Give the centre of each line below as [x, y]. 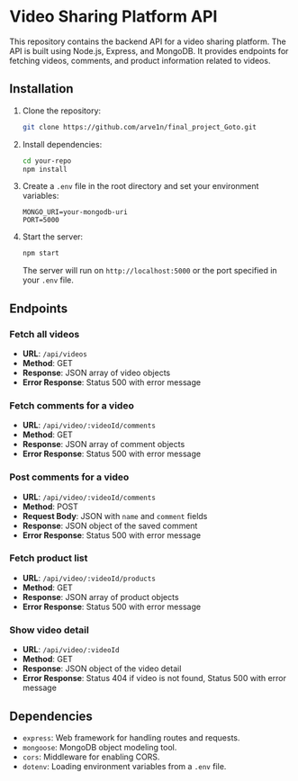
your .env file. [48, 280]
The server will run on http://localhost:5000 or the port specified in [149, 271]
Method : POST [50, 507]
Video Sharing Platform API [113, 17]
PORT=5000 [41, 220]
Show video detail [50, 630]
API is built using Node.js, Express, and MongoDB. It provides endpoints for [149, 50]
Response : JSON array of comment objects [104, 444]
